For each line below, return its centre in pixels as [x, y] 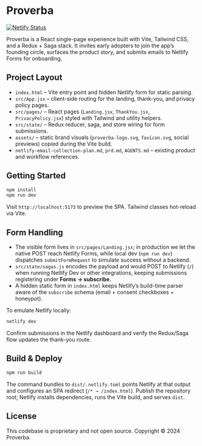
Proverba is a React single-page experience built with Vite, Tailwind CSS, [98, 39]
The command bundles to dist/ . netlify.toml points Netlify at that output [99, 384]
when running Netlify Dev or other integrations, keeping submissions [101, 273]
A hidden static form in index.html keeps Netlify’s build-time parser [99, 286]
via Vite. [16, 214]
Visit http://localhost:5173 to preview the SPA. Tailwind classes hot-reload [101, 207]
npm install [21, 190]
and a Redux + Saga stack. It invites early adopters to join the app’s [90, 46]
